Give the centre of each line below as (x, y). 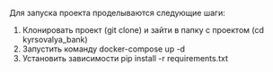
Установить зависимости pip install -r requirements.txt (125, 58)
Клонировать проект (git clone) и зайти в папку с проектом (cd (143, 30)
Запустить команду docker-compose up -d (104, 49)
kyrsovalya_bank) (55, 40)
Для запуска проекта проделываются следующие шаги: (118, 13)
